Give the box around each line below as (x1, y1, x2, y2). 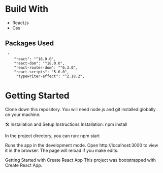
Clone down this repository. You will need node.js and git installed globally (5, 106, 156, 112)
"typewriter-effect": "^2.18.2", (16, 74, 85, 79)
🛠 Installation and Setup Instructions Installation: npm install (5, 121, 128, 127)
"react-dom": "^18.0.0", (14, 60, 65, 66)
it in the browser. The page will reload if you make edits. (5, 147, 119, 153)
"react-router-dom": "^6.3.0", (14, 65, 78, 70)
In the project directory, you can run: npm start (5, 133, 100, 139)
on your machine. (5, 112, 41, 117)
